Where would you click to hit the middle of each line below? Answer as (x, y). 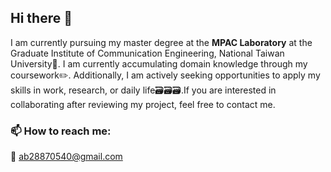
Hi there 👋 (41, 18)
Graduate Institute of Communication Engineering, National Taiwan (147, 53)
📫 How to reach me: (61, 131)
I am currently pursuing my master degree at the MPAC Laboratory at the (161, 42)
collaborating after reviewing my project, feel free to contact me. (143, 104)
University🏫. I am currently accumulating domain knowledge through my (159, 63)
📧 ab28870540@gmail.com (66, 157)
